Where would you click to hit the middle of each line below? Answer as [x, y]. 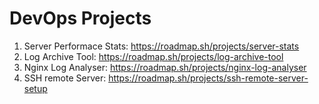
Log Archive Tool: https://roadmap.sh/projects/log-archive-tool [153, 56]
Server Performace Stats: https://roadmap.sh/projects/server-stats [161, 46]
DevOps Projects [80, 18]
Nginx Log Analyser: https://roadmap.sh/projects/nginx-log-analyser [165, 67]
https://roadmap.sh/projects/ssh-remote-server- [208, 78]
